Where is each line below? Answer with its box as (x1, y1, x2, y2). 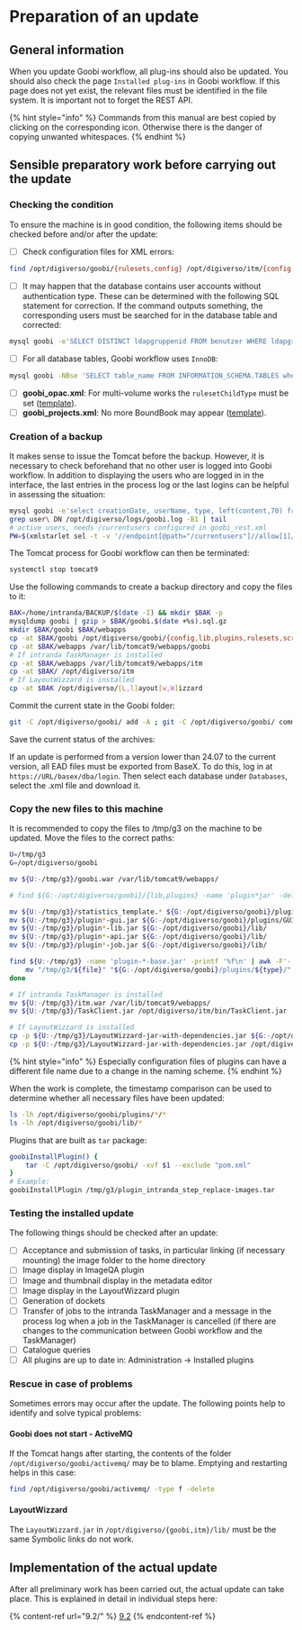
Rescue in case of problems (9, 1377, 133, 1389)
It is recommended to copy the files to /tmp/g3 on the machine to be (9, 823, 262, 834)
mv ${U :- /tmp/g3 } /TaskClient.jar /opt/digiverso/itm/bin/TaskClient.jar (9, 1006, 288, 1015)
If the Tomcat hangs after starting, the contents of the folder (9, 1448, 232, 1459)
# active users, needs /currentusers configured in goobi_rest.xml (9, 523, 268, 533)
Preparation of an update (9, 6, 200, 27)
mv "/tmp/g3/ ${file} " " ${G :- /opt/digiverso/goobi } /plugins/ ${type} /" (25, 965, 292, 974)
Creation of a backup (9, 430, 103, 442)
